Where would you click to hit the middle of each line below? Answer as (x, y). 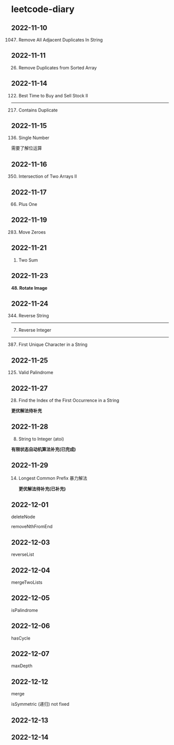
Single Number (34, 138)
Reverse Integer (35, 330)
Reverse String (34, 316)
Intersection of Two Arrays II (47, 176)
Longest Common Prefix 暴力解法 (53, 478)
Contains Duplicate (38, 110)
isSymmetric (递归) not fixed (40, 704)
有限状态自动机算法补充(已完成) (43, 449)
